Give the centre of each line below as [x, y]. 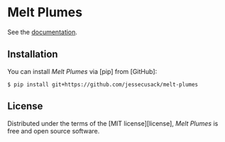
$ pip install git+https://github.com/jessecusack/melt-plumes [103, 84]
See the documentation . [43, 32]
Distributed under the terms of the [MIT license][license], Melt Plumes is [113, 123]
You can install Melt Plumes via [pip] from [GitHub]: [82, 71]
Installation [33, 54]
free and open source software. [54, 131]
